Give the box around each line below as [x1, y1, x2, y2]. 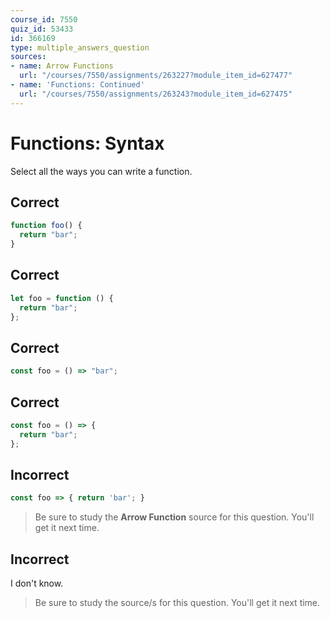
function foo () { [10, 221, 83, 231]
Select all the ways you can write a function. [10, 165, 193, 177]
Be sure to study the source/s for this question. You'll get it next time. [34, 597, 321, 609]
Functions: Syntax [10, 132, 165, 155]
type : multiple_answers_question [10, 42, 150, 53]
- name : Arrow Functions [10, 61, 114, 71]
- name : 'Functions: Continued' [10, 80, 145, 90]
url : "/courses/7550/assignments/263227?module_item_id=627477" [19, 71, 293, 81]
